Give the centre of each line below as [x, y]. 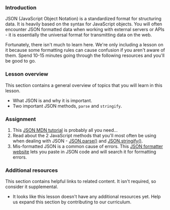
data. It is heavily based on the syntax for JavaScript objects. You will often [84, 24]
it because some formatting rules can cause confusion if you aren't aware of [85, 50]
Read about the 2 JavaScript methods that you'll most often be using [84, 135]
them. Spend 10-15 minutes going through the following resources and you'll [85, 55]
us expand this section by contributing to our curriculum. [72, 202]
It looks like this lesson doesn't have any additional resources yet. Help [87, 197]
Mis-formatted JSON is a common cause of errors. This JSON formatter [88, 146]
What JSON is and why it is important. [52, 100]
